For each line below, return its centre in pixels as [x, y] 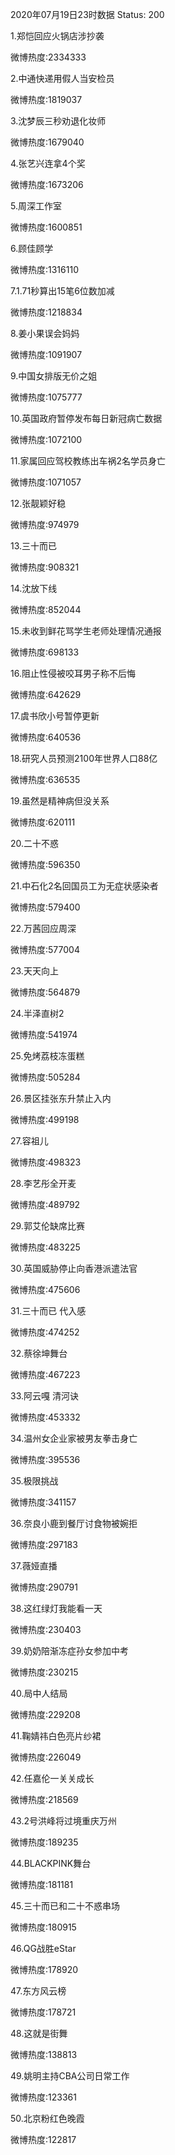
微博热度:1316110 [44, 269]
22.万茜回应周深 [43, 928]
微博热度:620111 [43, 822]
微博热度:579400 [45, 907]
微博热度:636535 [45, 779]
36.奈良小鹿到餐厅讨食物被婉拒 [74, 1523]
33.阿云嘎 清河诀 [44, 1396]
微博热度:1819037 [46, 99]
